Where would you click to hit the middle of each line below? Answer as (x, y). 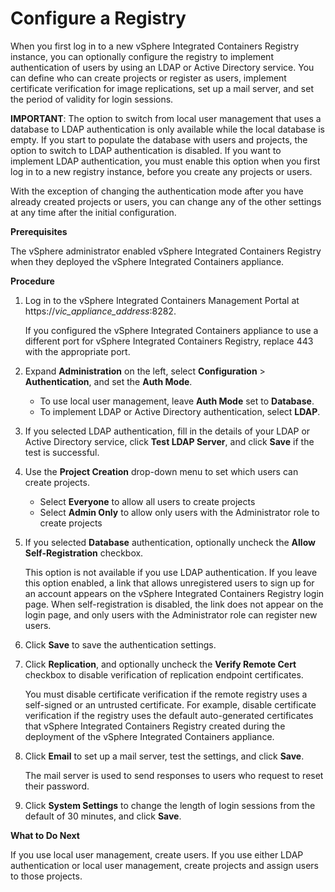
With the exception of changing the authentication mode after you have (157, 191)
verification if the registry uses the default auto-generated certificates (169, 715)
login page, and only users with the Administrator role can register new (171, 614)
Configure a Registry (98, 18)
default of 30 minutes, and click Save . (103, 816)
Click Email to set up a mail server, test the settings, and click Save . (164, 756)
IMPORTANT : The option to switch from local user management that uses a (166, 118)
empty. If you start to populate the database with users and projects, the (159, 139)
